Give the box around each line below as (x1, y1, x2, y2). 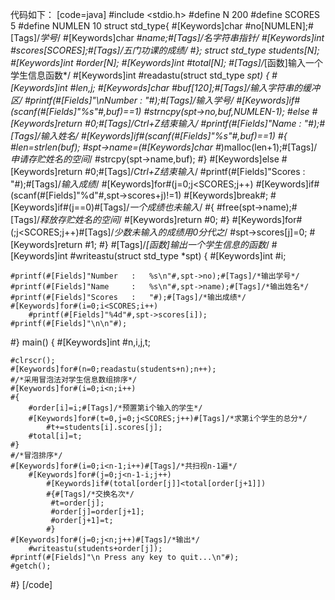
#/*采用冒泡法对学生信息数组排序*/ (10, 375, 138, 385)
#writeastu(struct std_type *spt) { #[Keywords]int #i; (69, 250, 287, 262)
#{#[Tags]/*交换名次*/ (46, 489, 135, 499)
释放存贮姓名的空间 (39, 214, 120, 225)
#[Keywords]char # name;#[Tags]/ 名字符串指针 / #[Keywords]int (63, 32, 325, 43)
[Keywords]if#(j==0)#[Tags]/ (10, 201, 130, 213)
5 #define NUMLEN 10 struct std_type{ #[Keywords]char (10, 20, 243, 32)
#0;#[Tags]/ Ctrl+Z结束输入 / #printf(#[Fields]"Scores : (84, 166, 306, 177)
